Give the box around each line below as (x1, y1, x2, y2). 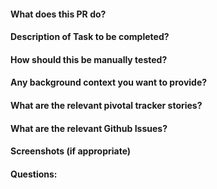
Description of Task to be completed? (10, 31, 170, 43)
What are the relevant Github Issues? (10, 122, 168, 134)
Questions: (10, 168, 58, 180)
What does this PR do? (10, 8, 107, 20)
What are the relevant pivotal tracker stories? (10, 99, 203, 111)
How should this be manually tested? (10, 53, 168, 65)
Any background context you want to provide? (10, 76, 208, 89)
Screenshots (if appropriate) (10, 145, 132, 157)
